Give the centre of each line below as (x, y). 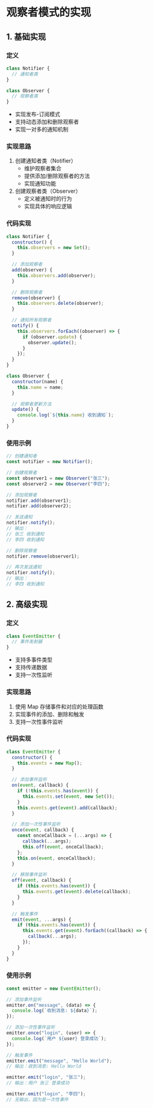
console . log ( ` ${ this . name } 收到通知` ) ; (65, 415)
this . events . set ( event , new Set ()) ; (68, 796)
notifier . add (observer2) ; (39, 506)
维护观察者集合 (43, 169)
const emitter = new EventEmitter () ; (54, 989)
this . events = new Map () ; (50, 763)
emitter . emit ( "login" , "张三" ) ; (46, 1077)
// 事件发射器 (27, 642)
